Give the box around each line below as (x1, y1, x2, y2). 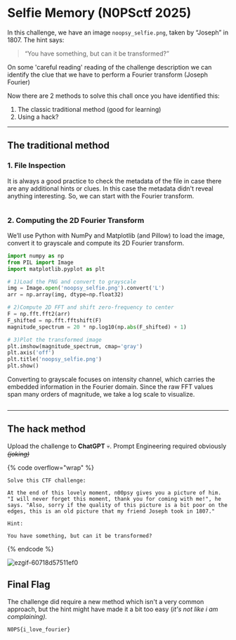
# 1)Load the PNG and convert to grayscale (7, 278, 137, 286)
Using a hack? (17, 113, 59, 121)
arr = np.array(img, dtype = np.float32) (7, 291, 124, 298)
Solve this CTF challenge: (7, 477, 86, 484)
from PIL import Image (7, 259, 74, 266)
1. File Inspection (7, 160, 66, 170)
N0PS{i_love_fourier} (7, 626, 71, 633)
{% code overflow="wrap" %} (7, 463, 95, 472)
